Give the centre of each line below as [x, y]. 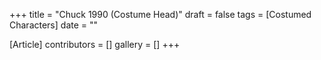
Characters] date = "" [54, 25]
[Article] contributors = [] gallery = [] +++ [95, 44]
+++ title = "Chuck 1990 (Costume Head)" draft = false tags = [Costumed [160, 14]
